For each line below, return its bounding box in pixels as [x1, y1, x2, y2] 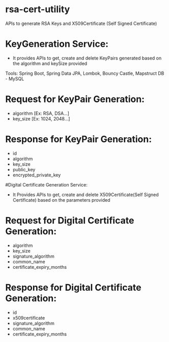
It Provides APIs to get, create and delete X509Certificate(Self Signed [12, 192, 159, 198]
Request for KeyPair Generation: [5, 94, 145, 105]
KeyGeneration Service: [5, 38, 108, 50]
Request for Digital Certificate [5, 214, 134, 226]
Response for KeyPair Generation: [5, 134, 152, 145]
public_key [12, 166, 36, 172]
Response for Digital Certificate [5, 282, 142, 293]
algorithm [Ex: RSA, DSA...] [12, 110, 70, 116]
